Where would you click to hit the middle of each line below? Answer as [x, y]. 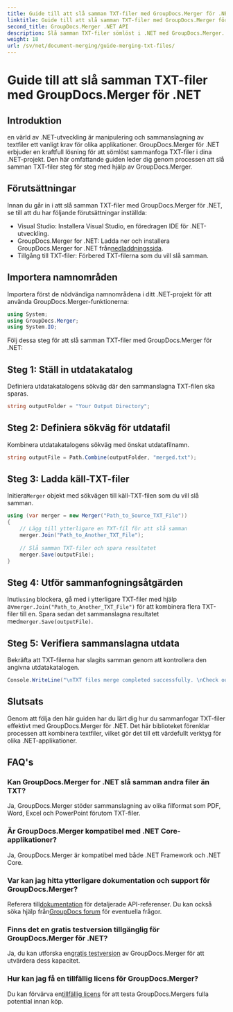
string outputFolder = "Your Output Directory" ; [79, 407]
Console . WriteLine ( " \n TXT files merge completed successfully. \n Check [113, 680]
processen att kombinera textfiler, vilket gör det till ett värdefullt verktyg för [114, 733]
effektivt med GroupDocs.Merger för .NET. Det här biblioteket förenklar [109, 725]
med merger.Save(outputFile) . [50, 621]
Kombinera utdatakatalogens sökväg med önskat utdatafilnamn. [98, 444]
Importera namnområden [62, 277]
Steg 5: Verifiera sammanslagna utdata [94, 643]
